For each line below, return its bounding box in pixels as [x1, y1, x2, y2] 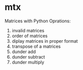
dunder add [11, 49, 36, 55]
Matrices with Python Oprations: [4, 18, 71, 24]
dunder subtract [11, 54, 45, 60]
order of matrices [11, 33, 48, 39]
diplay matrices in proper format [11, 38, 78, 44]
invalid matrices [11, 27, 45, 33]
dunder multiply [11, 59, 44, 65]
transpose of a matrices [11, 43, 61, 49]
